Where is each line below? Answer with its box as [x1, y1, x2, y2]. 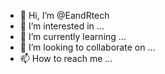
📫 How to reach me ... [19, 53, 113, 64]
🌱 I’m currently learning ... [19, 31, 127, 42]
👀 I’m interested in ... [19, 20, 105, 32]
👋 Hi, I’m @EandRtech [19, 10, 110, 21]
